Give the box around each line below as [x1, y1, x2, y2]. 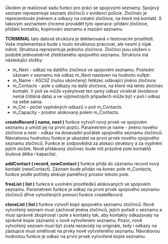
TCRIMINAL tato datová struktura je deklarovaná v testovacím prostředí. [5, 36, 154, 42]
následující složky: [5, 57, 44, 63]
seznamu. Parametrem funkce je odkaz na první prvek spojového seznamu [5, 186, 159, 192]
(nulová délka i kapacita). [5, 151, 57, 157]
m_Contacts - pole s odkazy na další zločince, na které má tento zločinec [12, 83, 163, 89]
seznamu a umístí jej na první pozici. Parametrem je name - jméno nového [5, 124, 158, 130]
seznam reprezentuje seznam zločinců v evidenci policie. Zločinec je [5, 10, 147, 16]
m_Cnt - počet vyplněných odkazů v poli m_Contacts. [12, 104, 123, 110]
